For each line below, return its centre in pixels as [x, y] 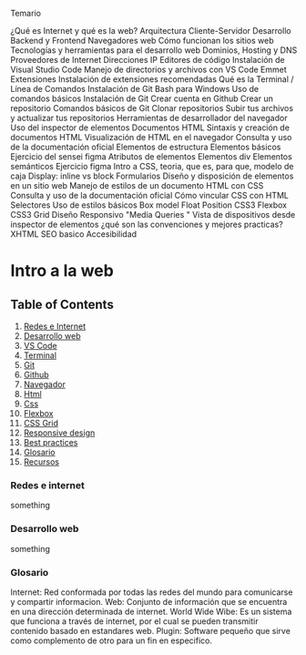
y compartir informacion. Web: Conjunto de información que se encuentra [149, 601]
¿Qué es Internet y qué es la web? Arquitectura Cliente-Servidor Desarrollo [151, 31]
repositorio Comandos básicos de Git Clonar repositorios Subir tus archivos [152, 108]
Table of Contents [62, 304]
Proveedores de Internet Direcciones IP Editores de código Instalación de [148, 60]
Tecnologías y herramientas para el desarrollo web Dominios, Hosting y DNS [154, 50]
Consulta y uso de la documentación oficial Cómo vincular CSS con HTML [150, 195]
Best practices [51, 442]
